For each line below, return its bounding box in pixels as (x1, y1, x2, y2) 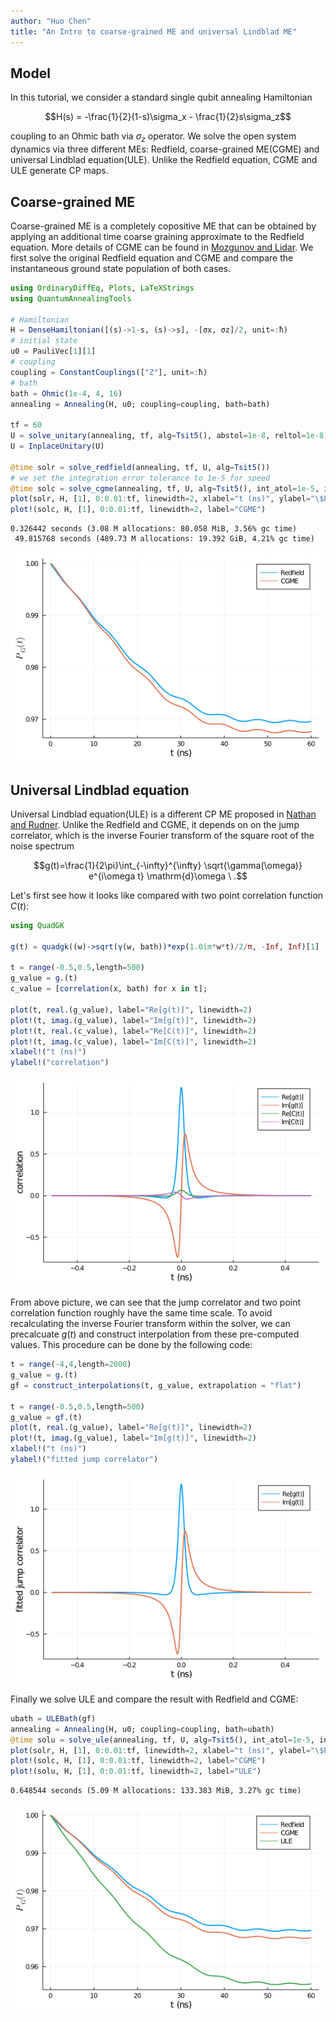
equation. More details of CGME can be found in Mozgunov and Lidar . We (10, 241, 314, 253)
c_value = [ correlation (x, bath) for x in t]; (10, 984, 208, 994)
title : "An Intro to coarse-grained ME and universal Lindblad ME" (10, 26, 298, 37)
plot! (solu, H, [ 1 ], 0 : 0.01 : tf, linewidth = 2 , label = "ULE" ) (10, 1766, 262, 1777)
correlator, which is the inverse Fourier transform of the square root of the (10, 829, 315, 841)
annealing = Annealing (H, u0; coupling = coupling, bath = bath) (10, 399, 271, 409)
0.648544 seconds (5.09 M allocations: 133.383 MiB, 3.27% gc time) (10, 1786, 302, 1796)
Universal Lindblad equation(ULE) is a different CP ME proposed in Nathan (10, 808, 317, 820)
